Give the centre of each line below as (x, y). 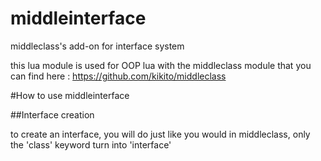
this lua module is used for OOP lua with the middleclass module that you (161, 65)
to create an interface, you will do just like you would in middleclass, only (160, 134)
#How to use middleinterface (70, 95)
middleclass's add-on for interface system (97, 46)
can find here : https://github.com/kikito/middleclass (118, 76)
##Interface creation (52, 114)
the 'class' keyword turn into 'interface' (91, 144)
